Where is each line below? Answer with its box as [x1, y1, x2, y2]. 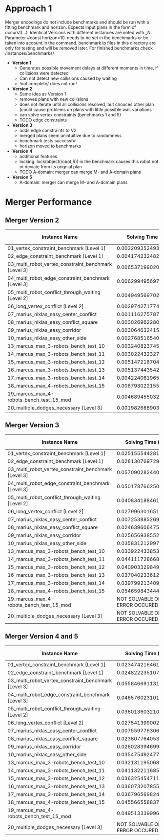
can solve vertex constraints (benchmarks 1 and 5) [19, 112, 121, 117]
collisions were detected [19, 70, 69, 76]
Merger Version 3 [5, 421, 60, 430]
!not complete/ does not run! [19, 80, 77, 86]
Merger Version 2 [5, 216, 60, 224]
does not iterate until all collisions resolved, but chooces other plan [19, 101, 155, 107]
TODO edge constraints [19, 117, 67, 123]
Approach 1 [5, 3, 52, 14]
